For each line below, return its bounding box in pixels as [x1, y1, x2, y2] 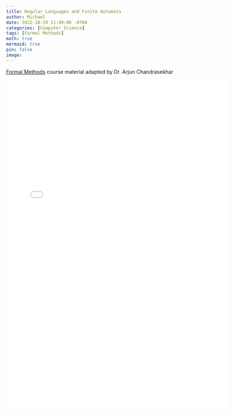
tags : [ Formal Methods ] [6, 30, 64, 36]
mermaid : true [6, 42, 41, 47]
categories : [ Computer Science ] [6, 25, 85, 31]
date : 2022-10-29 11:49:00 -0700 [6, 19, 88, 25]
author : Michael [6, 14, 46, 20]
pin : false [6, 47, 33, 53]
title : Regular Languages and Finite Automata [6, 8, 122, 15]
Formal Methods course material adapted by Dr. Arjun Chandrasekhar [6, 68, 174, 75]
